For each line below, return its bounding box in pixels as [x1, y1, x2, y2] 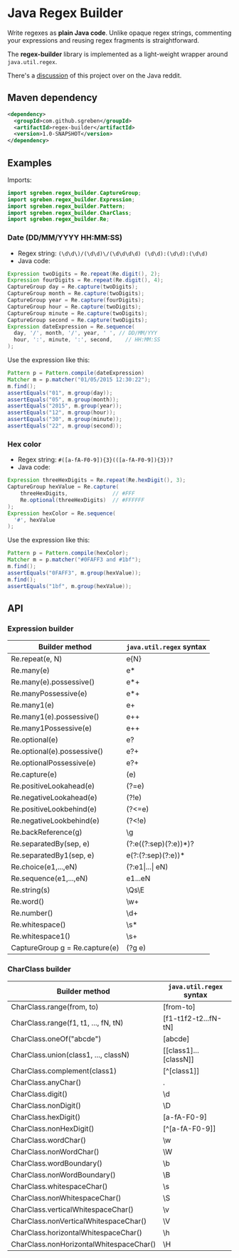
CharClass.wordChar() [11, 1135, 87, 1145]
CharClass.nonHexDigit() [11, 1124, 95, 1134]
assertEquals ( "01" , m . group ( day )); [7, 389, 113, 396]
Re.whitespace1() [11, 932, 71, 942]
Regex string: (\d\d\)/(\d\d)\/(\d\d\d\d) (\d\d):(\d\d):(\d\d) [17, 249, 208, 257]
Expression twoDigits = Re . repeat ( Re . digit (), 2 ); [7, 270, 161, 277]
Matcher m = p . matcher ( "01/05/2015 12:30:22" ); [7, 375, 152, 383]
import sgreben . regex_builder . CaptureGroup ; [7, 189, 142, 196]
